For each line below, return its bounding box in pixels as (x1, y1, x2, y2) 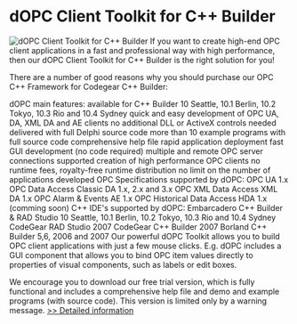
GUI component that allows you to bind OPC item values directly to (9, 249, 253, 260)
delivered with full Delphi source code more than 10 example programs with (9, 126, 286, 137)
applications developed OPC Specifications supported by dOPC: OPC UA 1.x (9, 174, 289, 184)
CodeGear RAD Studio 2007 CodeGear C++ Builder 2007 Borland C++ (9, 221, 268, 232)
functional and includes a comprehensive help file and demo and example (9, 286, 280, 296)
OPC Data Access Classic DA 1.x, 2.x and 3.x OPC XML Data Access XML (9, 183, 278, 194)
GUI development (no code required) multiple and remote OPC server (9, 145, 264, 157)
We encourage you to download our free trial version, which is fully (9, 276, 255, 287)
